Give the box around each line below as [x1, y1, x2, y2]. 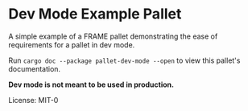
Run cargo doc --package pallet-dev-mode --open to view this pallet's [8, 55, 241, 65]
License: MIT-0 [8, 95, 59, 105]
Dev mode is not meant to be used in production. [8, 80, 175, 89]
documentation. [8, 64, 61, 73]
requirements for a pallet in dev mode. [8, 39, 135, 49]
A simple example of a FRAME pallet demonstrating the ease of [8, 31, 218, 41]
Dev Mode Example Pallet [8, 5, 182, 23]
